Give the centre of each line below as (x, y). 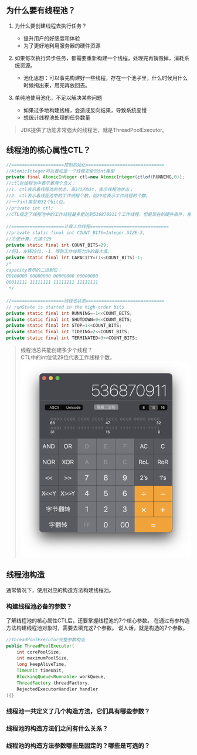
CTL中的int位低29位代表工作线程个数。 (68, 357)
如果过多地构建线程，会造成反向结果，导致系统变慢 (85, 110)
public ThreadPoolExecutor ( (40, 646)
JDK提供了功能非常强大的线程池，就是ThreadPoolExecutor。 (94, 130)
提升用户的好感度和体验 (52, 38)
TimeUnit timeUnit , (40, 671)
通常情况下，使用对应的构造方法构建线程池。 (60, 590)
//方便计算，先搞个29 (29, 239)
